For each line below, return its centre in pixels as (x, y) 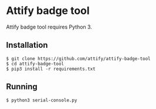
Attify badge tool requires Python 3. (49, 27)
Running (22, 87)
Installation (27, 45)
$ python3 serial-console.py (42, 100)
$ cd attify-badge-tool (35, 64)
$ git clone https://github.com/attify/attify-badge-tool (78, 59)
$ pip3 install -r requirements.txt (51, 69)
